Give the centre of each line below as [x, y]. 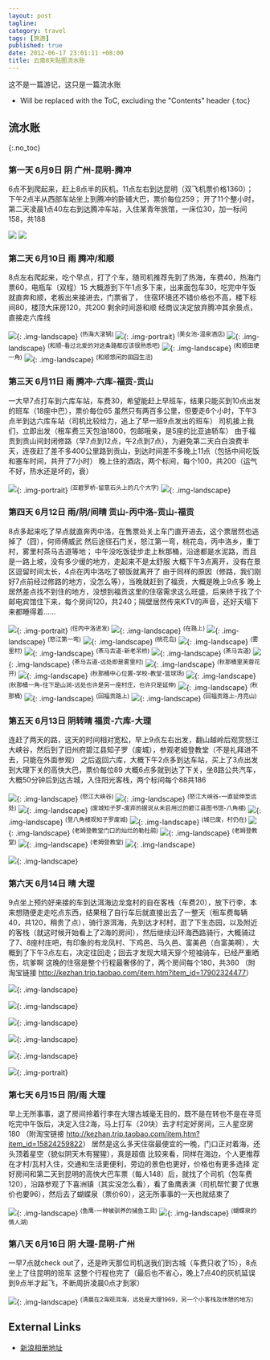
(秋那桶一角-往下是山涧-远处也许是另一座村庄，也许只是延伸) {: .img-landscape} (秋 [133, 686]
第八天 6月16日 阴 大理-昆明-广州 [72, 1244]
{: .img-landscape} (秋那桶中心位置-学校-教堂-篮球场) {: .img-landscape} [141, 675]
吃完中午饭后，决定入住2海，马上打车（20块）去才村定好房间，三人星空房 [131, 1124]
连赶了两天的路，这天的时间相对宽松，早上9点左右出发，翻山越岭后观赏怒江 [134, 740]
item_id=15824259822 [45, 1144]
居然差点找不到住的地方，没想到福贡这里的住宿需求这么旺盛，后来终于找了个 [135, 591]
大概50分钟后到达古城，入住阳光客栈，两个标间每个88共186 [107, 780]
